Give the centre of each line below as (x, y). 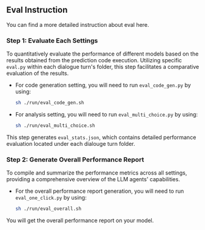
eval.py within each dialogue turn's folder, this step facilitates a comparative (103, 67)
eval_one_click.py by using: (51, 198)
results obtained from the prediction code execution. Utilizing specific (94, 60)
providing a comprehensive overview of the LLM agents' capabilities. (93, 179)
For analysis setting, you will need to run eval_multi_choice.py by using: (106, 114)
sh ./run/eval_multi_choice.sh (55, 125)
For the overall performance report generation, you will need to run (99, 191)
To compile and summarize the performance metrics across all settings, (97, 173)
